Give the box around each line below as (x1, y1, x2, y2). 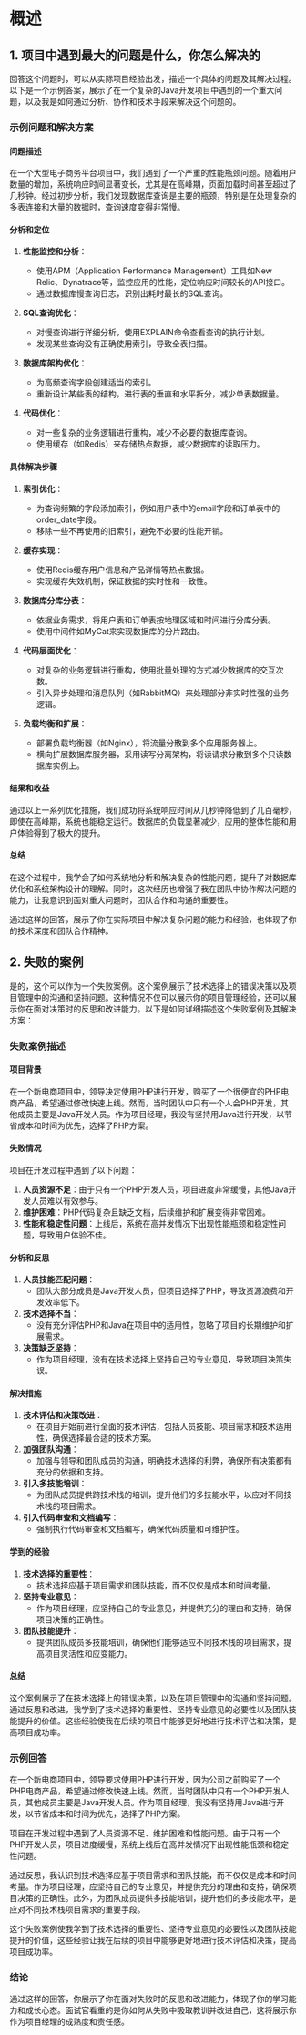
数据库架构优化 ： (22, 357, 87, 369)
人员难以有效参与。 (30, 1196, 103, 1207)
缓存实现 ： (22, 544, 64, 556)
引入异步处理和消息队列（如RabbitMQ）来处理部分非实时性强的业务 (36, 687, 290, 698)
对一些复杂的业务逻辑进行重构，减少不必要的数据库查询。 (36, 427, 252, 438)
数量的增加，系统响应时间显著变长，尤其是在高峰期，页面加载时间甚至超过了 (9, 179, 297, 190)
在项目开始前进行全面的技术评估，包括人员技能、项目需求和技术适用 (36, 1421, 292, 1432)
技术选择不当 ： (22, 1309, 79, 1320)
